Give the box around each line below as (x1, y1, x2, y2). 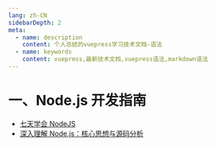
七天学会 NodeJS (19, 119, 76, 128)
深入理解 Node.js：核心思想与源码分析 (19, 129, 144, 138)
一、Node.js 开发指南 (8, 92, 147, 110)
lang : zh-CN (8, 11, 47, 20)
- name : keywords (15, 48, 73, 56)
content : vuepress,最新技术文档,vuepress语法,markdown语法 (22, 56, 209, 64)
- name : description (15, 33, 83, 42)
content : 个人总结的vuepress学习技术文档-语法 (22, 41, 163, 49)
